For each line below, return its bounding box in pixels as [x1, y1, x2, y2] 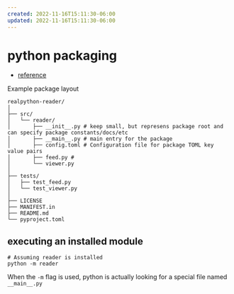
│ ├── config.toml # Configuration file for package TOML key [7, 142, 214, 149]
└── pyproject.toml [7, 216, 65, 223]
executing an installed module [7, 235, 143, 247]
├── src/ [7, 111, 33, 118]
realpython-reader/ [7, 98, 65, 106]
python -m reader [7, 260, 59, 268]
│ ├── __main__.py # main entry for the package [7, 135, 173, 142]
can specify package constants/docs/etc [7, 129, 129, 137]
